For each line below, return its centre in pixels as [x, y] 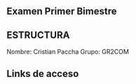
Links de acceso [43, 73]
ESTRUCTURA [38, 35]
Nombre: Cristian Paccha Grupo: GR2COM [68, 52]
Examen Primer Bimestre [62, 11]
